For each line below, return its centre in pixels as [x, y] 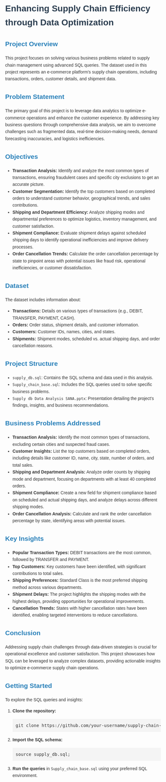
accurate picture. [28, 184]
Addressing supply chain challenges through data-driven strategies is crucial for [81, 647]
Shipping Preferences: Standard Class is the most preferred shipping [80, 580]
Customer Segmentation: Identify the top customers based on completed [83, 191]
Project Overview [32, 44]
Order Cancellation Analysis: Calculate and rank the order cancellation [82, 514]
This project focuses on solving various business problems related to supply [77, 58]
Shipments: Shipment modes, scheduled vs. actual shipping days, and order [86, 339]
